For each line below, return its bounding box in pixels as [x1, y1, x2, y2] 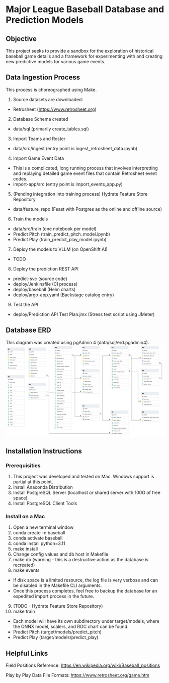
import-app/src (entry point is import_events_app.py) [13, 181, 123, 187]
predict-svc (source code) [13, 276, 67, 282]
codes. [13, 175, 28, 181]
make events [13, 567, 40, 573]
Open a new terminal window [13, 524, 74, 530]
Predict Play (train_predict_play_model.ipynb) [13, 236, 107, 242]
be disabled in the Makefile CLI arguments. [13, 582, 102, 588]
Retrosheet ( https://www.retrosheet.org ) [13, 106, 97, 112]
